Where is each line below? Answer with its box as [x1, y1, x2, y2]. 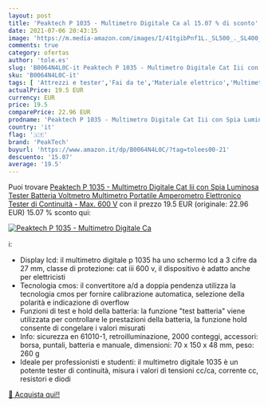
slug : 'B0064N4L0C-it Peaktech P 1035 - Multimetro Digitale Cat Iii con [8, 64, 259, 72]
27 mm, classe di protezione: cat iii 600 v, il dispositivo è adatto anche [19, 264, 251, 273]
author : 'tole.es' [8, 57, 69, 65]
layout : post [8, 11, 52, 20]
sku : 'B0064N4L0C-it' [8, 71, 81, 79]
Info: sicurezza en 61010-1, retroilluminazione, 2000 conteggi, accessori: [19, 332, 258, 341]
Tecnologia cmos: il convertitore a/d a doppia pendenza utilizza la [19, 281, 237, 290]
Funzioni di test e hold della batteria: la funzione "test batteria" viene [19, 306, 246, 316]
